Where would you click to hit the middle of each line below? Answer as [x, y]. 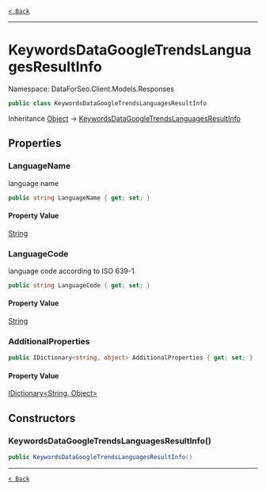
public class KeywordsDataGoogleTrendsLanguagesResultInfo [108, 103]
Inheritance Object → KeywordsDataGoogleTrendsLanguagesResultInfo [125, 118]
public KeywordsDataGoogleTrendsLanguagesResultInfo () [101, 458]
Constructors [42, 418]
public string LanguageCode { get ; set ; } [79, 285]
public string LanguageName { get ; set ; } [79, 198]
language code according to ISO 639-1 [71, 271]
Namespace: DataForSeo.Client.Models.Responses [91, 89]
